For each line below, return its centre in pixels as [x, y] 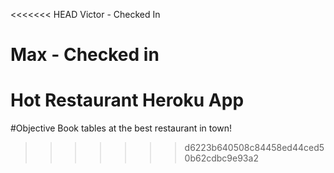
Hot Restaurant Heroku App [127, 100]
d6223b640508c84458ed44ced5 [254, 148]
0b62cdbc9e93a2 [221, 158]
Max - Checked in [85, 55]
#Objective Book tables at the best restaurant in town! [121, 128]
